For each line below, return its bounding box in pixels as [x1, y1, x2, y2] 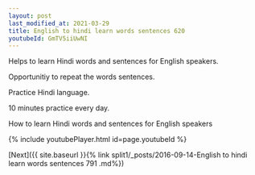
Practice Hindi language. [8, 88, 90, 98]
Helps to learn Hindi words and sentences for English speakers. [8, 56, 219, 66]
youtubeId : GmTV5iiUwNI [8, 34, 88, 43]
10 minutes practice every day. [8, 103, 110, 113]
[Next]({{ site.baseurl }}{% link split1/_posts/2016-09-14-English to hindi [8, 150, 248, 160]
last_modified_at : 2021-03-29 [8, 19, 110, 27]
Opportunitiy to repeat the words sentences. [8, 72, 155, 81]
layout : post [8, 11, 52, 20]
